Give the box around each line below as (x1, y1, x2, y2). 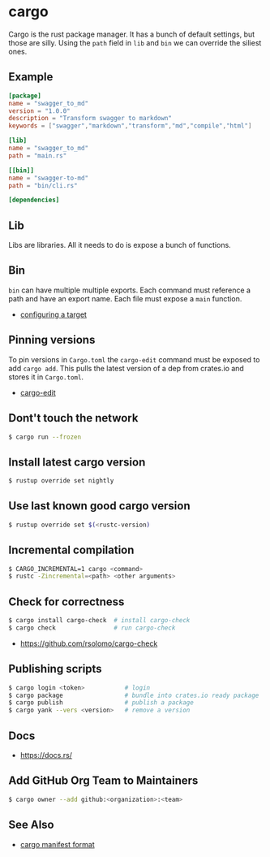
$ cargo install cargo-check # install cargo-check (8, 617, 191, 625)
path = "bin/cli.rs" (8, 181, 79, 189)
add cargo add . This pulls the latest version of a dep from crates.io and (8, 363, 245, 373)
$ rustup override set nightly (8, 477, 114, 485)
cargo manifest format (19, 839, 95, 849)
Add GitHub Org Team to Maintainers (8, 774, 199, 788)
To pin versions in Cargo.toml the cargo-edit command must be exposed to (8, 354, 260, 364)
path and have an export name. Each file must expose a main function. (8, 293, 242, 303)
